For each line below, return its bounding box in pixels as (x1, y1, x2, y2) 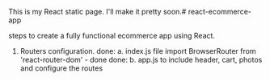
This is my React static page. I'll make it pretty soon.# (8, 7, 187, 16)
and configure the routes (19, 63, 103, 73)
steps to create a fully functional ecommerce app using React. (8, 31, 216, 40)
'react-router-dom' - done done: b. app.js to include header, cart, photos (19, 55, 263, 64)
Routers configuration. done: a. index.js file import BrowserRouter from (19, 47, 256, 55)
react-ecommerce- (188, 7, 252, 16)
